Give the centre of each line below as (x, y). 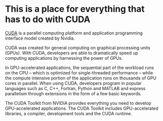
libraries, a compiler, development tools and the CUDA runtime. (69, 113)
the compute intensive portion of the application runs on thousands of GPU (81, 78)
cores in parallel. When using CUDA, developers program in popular (73, 83)
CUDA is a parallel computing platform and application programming (74, 33)
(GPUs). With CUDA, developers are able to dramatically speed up (72, 53)
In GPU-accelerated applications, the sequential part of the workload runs (80, 68)
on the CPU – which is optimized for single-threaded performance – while (79, 73)
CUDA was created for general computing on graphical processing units (78, 48)
